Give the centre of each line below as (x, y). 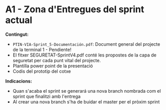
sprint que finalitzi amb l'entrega (47, 96)
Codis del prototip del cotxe (42, 71)
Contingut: (17, 34)
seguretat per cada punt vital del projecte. (57, 60)
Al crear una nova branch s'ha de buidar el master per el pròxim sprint (86, 102)
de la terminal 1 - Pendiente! (42, 49)
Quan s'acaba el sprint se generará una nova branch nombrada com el (87, 91)
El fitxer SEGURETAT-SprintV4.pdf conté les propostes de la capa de (85, 55)
